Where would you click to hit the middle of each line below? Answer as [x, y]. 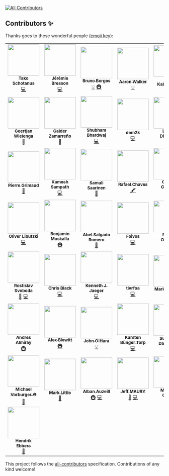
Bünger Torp [133, 342]
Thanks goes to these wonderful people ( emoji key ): [59, 36]
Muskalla [60, 239]
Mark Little [60, 393]
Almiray [23, 342]
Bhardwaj [97, 135]
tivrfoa [133, 288]
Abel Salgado [97, 235]
